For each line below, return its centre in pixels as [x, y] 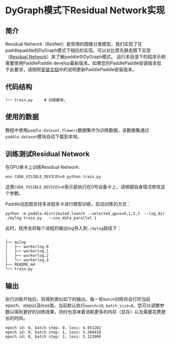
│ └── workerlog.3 [27, 260]
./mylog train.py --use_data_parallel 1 [51, 218]
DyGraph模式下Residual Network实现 [85, 10]
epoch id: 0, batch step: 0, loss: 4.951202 [53, 328]
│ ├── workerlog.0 [27, 247]
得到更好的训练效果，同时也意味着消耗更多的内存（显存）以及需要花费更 [90, 312]
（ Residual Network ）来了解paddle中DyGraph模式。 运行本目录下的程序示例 [85, 57]
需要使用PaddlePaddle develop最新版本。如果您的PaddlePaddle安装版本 [81, 63]
